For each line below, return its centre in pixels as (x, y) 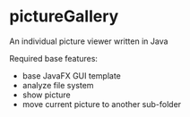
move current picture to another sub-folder (102, 104)
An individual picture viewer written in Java (89, 41)
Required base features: (54, 58)
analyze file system (58, 85)
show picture (47, 95)
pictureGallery (64, 17)
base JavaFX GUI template (71, 75)
